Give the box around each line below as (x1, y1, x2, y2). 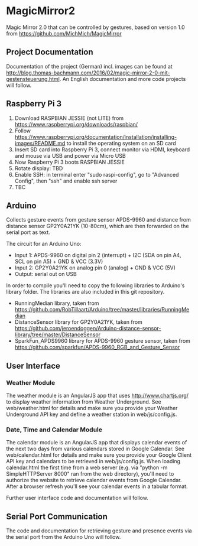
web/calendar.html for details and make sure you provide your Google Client (6, 451, 192, 459)
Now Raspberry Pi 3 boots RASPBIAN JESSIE (14, 158, 125, 165)
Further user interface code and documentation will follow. (6, 495, 149, 502)
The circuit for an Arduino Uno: (6, 240, 82, 248)
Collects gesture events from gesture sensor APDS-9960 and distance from (6, 216, 191, 223)
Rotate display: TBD (14, 164, 63, 172)
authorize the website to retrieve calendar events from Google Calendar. (6, 477, 182, 484)
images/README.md (14, 139, 66, 147)
